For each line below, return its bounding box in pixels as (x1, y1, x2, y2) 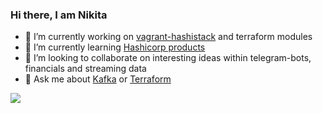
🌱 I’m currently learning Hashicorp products (24, 41, 206, 53)
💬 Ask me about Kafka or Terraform (24, 73, 172, 85)
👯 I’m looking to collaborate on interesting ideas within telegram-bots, (24, 52, 312, 64)
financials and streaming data (24, 63, 147, 75)
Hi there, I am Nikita (10, 8, 108, 22)
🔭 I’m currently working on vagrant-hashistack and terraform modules (24, 31, 313, 43)
